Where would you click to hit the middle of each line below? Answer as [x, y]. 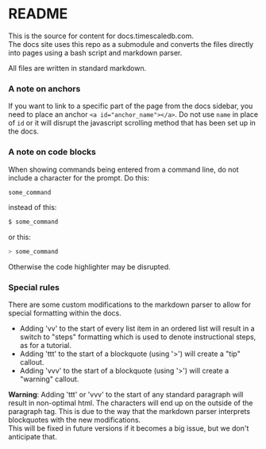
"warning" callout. [49, 379]
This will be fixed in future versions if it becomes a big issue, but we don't [129, 428]
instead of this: [33, 207]
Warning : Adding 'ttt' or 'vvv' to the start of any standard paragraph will [126, 395]
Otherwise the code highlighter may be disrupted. [89, 267]
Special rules [34, 288]
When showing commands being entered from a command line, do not [124, 169]
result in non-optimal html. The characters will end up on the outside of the [131, 403]
